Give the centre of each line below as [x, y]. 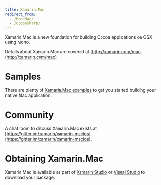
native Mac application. [29, 95]
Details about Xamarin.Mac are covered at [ [49, 52]
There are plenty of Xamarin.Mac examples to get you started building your [80, 90]
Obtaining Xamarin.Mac [54, 159]
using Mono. [18, 42]
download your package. [30, 177]
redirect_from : [20, 14]
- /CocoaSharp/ [25, 23]
